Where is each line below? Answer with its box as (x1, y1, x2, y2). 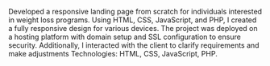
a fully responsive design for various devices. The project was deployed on (8, 24, 258, 33)
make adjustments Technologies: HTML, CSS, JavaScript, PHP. (8, 49, 218, 58)
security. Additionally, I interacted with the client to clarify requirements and (8, 41, 260, 50)
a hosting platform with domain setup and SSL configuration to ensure (8, 32, 242, 41)
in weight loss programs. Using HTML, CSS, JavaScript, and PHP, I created (8, 15, 257, 25)
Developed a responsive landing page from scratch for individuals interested (8, 7, 263, 16)
